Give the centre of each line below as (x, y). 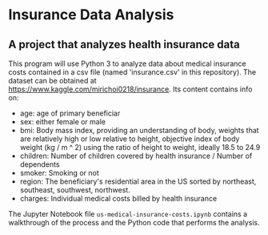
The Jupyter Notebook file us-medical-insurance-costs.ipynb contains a (128, 214)
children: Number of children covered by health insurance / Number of (136, 156)
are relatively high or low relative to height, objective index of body (130, 139)
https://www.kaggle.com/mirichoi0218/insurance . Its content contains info (130, 89)
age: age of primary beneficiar (70, 113)
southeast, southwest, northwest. (75, 190)
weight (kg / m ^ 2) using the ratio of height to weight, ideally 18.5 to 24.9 (140, 147)
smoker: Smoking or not (59, 173)
